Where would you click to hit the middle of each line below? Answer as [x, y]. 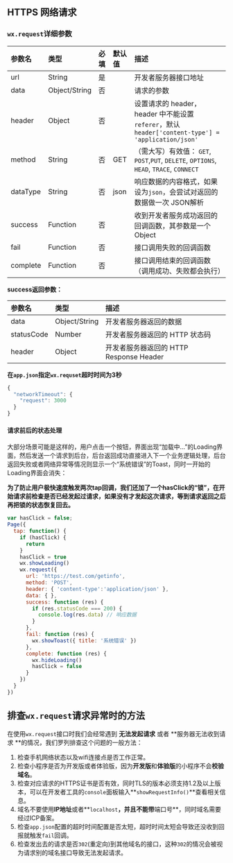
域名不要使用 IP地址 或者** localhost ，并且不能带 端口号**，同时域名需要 [119, 809]
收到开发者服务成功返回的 [176, 215]
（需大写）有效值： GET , [173, 151]
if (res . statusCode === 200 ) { [77, 608]
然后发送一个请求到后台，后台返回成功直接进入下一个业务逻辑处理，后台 [122, 456]
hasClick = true [43, 557]
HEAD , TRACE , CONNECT [166, 169]
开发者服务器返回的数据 [144, 321]
